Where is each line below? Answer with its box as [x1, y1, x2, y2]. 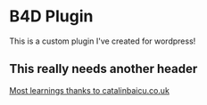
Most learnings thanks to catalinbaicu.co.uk [9, 85, 170, 95]
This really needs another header [9, 61, 198, 77]
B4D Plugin [9, 6, 94, 27]
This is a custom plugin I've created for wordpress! [9, 36, 196, 46]
